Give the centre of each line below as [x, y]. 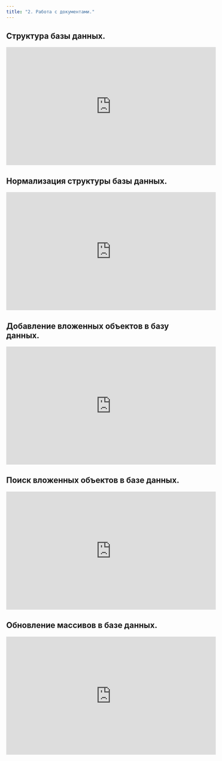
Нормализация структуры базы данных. [87, 181]
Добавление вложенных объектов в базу [88, 326]
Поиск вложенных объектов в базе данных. [93, 480]
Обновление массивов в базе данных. [82, 625]
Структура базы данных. [56, 36]
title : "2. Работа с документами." [51, 12]
